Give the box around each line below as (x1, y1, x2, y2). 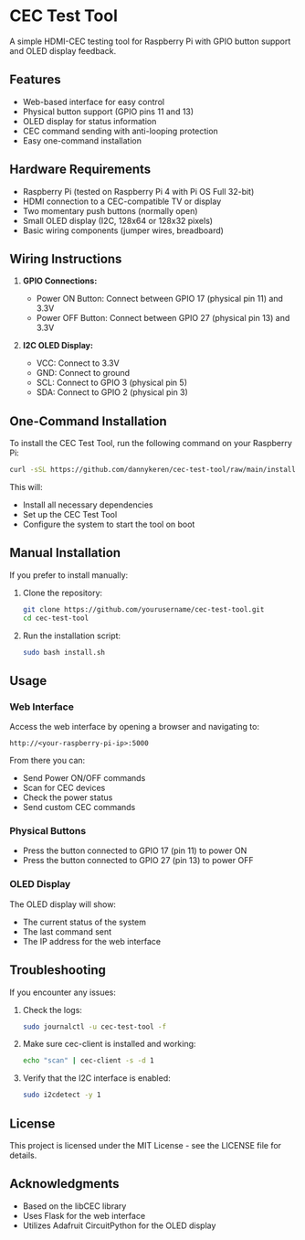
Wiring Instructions (9, 251, 122, 266)
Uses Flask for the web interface (22, 1210, 146, 1221)
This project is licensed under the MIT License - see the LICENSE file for (9, 1140, 281, 1151)
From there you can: (9, 755, 86, 766)
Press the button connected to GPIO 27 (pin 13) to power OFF (22, 855, 254, 866)
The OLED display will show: (9, 898, 117, 910)
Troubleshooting (9, 962, 107, 978)
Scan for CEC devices (22, 783, 106, 794)
